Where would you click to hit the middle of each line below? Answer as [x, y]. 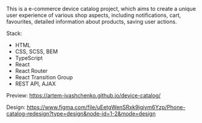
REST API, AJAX [35, 84]
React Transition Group [44, 77]
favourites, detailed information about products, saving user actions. [92, 22]
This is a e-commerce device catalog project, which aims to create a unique [101, 9]
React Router [31, 71]
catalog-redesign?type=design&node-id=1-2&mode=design [81, 114]
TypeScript [29, 58]
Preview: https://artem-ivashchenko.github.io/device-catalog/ [83, 95]
